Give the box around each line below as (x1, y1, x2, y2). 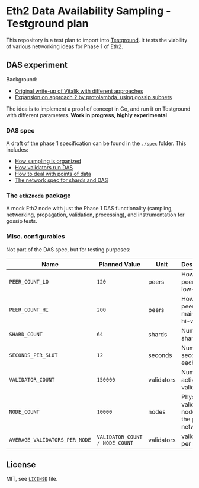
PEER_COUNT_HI (9, 306, 49, 313)
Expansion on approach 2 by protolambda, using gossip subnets (14, 93, 172, 100)
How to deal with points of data (14, 171, 92, 178)
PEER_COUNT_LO (9, 278, 49, 285)
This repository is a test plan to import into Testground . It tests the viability (6, 36, 188, 43)
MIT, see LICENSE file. (6, 476, 58, 483)
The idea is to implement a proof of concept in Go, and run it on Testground (6, 105, 191, 112)
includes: (6, 146, 28, 153)
